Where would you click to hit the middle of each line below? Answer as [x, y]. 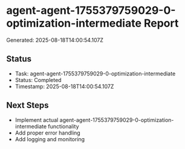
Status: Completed [38, 80]
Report [161, 23]
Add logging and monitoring [50, 139]
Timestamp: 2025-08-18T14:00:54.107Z [64, 86]
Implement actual [37, 120]
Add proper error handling [47, 133]
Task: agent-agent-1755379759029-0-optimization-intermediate [95, 74]
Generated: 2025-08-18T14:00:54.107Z [55, 40]
